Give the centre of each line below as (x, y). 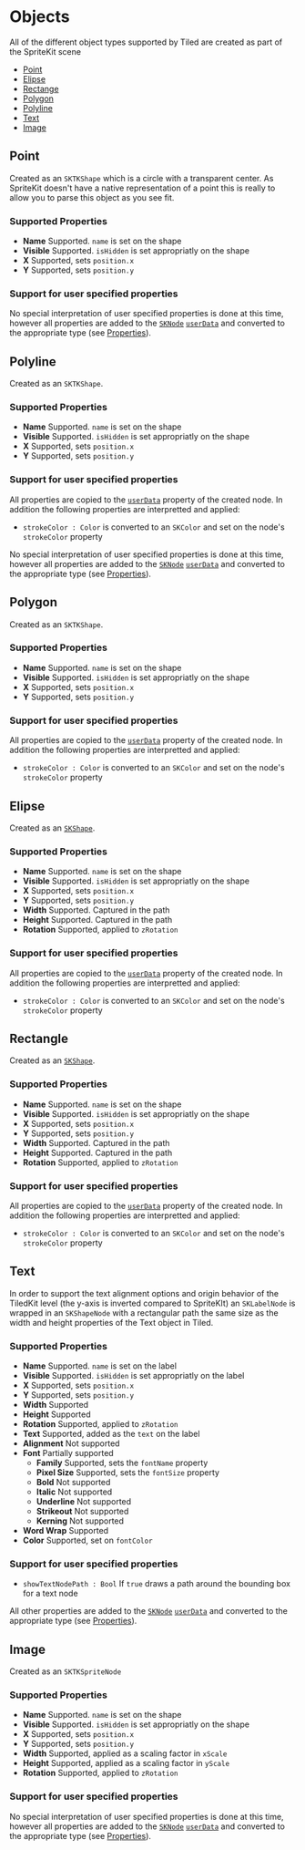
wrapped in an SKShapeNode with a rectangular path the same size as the (144, 1313)
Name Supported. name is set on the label (100, 1366)
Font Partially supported (68, 1453)
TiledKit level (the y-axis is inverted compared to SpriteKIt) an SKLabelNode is (152, 1303)
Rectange (41, 88)
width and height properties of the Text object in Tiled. (112, 1322)
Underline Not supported (84, 1502)
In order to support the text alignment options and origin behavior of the (144, 1293)
